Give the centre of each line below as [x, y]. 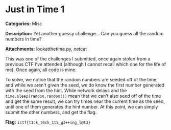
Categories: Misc [24, 24]
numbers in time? [23, 39]
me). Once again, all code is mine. [41, 70]
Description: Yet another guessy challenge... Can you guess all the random [84, 33]
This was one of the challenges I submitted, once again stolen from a [78, 59]
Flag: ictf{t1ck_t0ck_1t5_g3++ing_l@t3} [48, 122]
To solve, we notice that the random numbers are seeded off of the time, [82, 79]
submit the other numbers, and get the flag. [51, 112]
